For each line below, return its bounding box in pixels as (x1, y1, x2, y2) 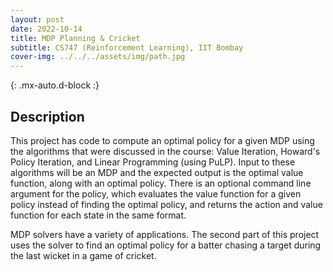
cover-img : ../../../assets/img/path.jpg (10, 52, 186, 62)
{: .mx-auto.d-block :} (10, 79, 100, 91)
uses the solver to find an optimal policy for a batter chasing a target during (10, 239, 322, 251)
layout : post (10, 14, 65, 25)
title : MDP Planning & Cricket (10, 33, 141, 43)
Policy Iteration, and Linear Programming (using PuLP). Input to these (10, 156, 296, 168)
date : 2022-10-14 (10, 24, 83, 34)
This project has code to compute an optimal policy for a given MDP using (10, 134, 315, 146)
